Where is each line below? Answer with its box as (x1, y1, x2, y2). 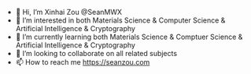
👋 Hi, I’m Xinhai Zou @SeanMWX (15, 8, 123, 16)
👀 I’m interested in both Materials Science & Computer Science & (15, 16, 226, 25)
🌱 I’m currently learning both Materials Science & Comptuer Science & (15, 32, 243, 41)
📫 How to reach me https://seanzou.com (15, 58, 150, 66)
